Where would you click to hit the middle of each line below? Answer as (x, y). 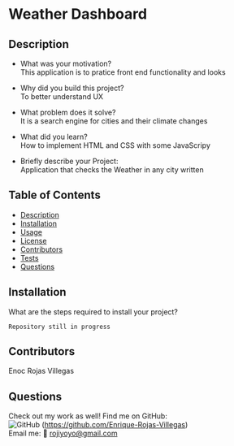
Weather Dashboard (78, 14)
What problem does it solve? (68, 112)
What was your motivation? (66, 63)
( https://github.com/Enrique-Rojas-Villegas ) (115, 425)
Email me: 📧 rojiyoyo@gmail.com (63, 433)
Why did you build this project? (72, 88)
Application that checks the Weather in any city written (112, 170)
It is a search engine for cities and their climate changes (114, 121)
